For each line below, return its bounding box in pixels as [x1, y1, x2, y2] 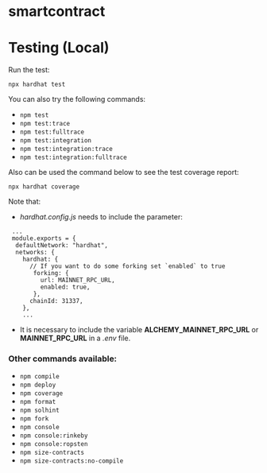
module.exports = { [11, 235, 77, 242]
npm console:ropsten [19, 440, 88, 448]
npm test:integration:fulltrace [19, 153, 127, 161]
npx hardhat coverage [8, 183, 80, 191]
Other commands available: [8, 353, 118, 364]
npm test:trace [19, 120, 71, 128]
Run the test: [8, 65, 50, 75]
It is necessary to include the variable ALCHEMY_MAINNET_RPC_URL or [19, 325, 259, 335]
